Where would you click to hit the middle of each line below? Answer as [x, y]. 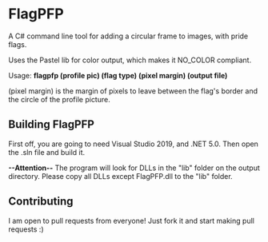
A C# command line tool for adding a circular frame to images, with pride [128, 36]
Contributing [41, 202]
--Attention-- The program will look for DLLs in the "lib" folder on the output [134, 168]
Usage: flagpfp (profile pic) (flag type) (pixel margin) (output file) [118, 75]
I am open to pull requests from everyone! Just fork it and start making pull [131, 220]
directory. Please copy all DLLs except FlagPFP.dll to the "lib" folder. [121, 176]
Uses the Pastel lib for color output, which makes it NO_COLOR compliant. [130, 60]
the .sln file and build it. [47, 152]
